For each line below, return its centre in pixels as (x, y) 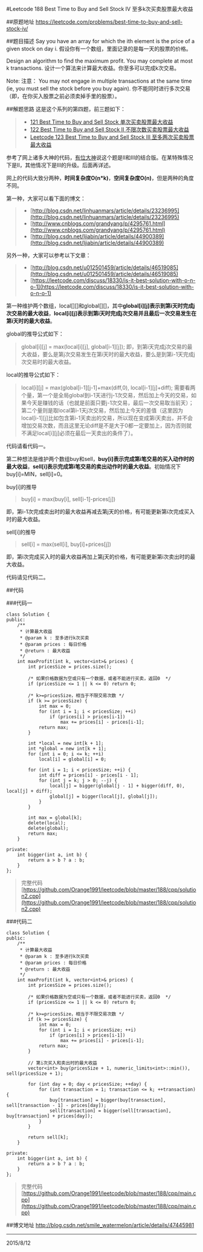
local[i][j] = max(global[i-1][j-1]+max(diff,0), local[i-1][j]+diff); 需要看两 (108, 388)
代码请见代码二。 (27, 577)
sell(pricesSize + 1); (35, 1074)
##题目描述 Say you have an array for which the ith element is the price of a (101, 41)
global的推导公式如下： (35, 334)
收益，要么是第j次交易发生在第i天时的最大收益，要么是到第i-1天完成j (111, 354)
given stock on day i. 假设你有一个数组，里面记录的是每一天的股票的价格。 (99, 49)
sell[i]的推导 (21, 532)
